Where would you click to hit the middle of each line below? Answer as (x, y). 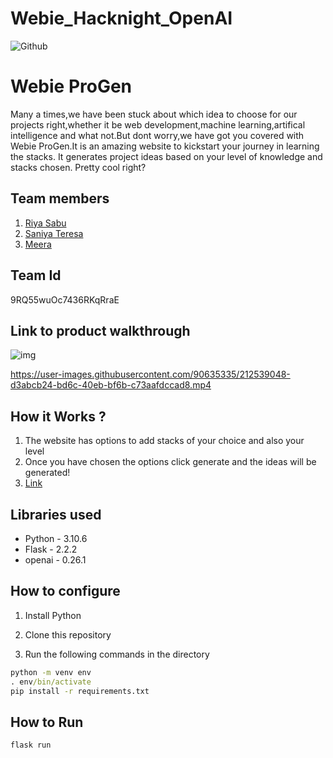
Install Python (53, 615)
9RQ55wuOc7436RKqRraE (65, 299)
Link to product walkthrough (100, 330)
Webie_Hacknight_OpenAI (121, 18)
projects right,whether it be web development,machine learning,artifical (158, 124)
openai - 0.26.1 (55, 559)
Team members (60, 198)
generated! (47, 473)
